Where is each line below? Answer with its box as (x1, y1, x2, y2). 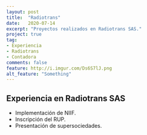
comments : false (6, 59, 47, 65)
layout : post (6, 8, 39, 15)
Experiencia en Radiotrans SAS (6, 93, 126, 104)
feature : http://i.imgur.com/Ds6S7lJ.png (6, 65, 113, 71)
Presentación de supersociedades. (15, 122, 102, 130)
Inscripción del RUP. (15, 116, 66, 123)
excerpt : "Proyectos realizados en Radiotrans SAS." (6, 25, 142, 32)
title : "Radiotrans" (6, 15, 61, 21)
